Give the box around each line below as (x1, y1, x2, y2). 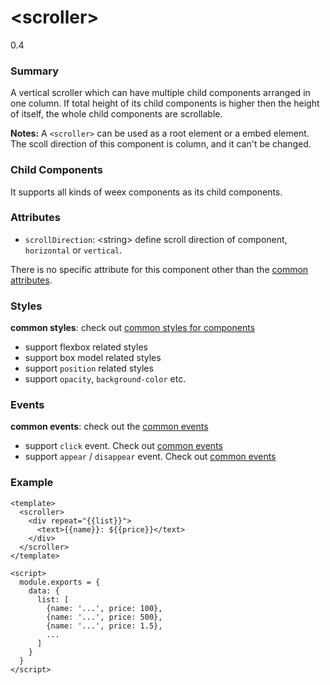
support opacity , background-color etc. (24, 373, 187, 385)
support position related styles (24, 362, 154, 375)
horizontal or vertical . (24, 244, 123, 256)
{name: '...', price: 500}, (46, 612, 163, 622)
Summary (10, 64, 60, 78)
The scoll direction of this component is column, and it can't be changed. (10, 138, 312, 150)
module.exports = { (19, 577, 101, 587)
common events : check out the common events (10, 421, 209, 433)
